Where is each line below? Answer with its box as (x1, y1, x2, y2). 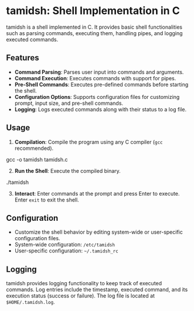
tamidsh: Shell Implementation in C (6, 4, 180, 18)
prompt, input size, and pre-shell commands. (14, 100, 124, 107)
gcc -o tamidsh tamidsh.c (6, 156, 69, 163)
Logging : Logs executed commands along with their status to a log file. (14, 105, 187, 112)
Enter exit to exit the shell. (14, 196, 79, 203)
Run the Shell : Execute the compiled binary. (14, 167, 121, 174)
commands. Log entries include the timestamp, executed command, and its (6, 286, 188, 293)
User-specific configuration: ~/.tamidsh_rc (14, 247, 118, 254)
